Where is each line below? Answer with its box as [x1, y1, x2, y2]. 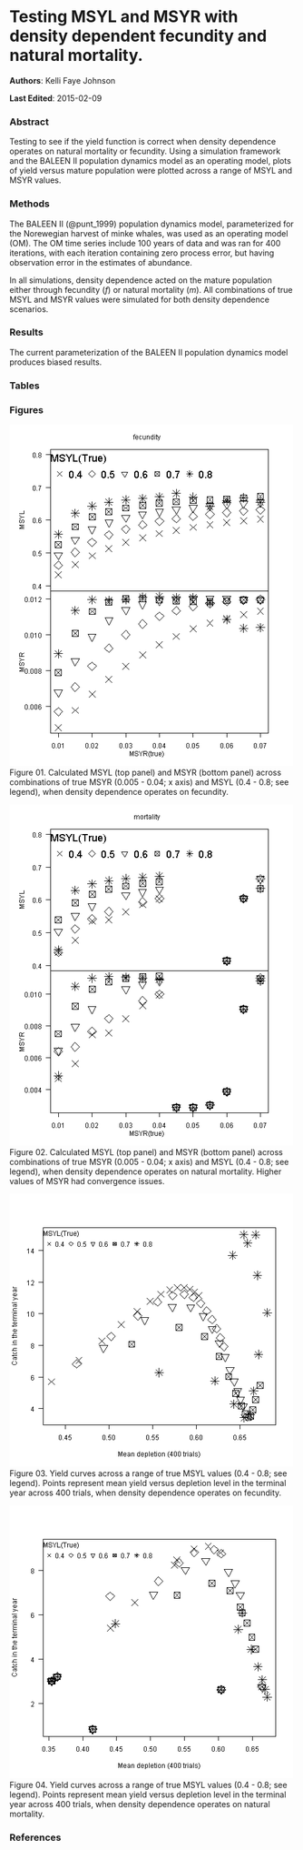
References [9, 1831, 62, 1844]
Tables [9, 379, 40, 392]
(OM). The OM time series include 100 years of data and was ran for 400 [9, 237, 281, 248]
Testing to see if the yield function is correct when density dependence [9, 136, 277, 147]
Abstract [9, 116, 50, 128]
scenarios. [9, 303, 49, 315]
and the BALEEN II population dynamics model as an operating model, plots [9, 156, 292, 166]
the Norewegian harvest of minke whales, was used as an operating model [9, 227, 288, 238]
